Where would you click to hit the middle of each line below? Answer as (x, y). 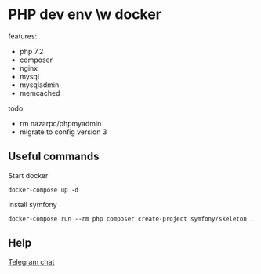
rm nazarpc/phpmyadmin (60, 123)
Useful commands (54, 157)
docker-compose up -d (43, 190)
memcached (40, 93)
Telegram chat (31, 261)
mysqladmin (39, 85)
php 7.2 (31, 51)
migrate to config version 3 (63, 132)
